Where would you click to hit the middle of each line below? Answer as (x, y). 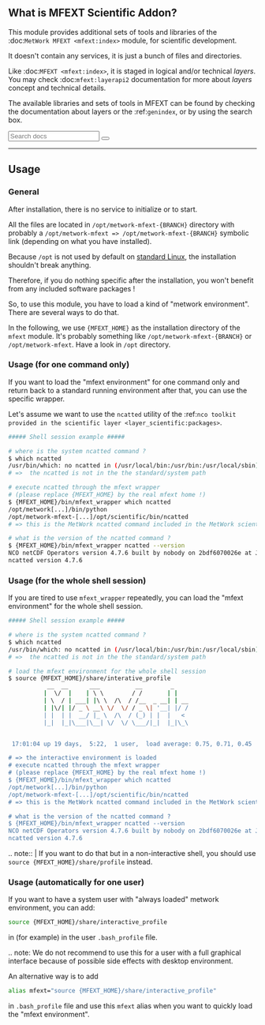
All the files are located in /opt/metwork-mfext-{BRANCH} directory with (121, 224)
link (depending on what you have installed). (80, 241)
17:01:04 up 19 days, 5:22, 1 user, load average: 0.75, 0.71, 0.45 (132, 744)
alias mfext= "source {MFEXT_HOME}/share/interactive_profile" (112, 991)
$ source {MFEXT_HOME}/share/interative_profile (90, 678)
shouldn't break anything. (50, 265)
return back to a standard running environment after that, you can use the (128, 390)
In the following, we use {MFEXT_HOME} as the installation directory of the (124, 328)
